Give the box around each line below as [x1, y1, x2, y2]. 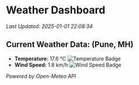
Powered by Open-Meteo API [6, 72, 77, 79]
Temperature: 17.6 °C [14, 55, 66, 62]
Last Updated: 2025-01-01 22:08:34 [6, 23, 93, 30]
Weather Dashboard [6, 3, 106, 17]
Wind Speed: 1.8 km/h [14, 61, 69, 68]
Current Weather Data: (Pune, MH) [6, 40, 134, 49]
